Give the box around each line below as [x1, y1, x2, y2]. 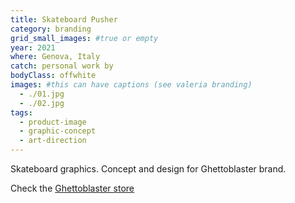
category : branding [10, 24, 92, 34]
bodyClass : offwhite [10, 71, 97, 81]
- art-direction [19, 136, 87, 146]
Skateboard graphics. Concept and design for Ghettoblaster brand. [10, 163, 287, 175]
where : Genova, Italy [10, 52, 101, 62]
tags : [10, 107, 33, 118]
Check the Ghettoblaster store [10, 182, 135, 194]
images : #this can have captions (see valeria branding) [10, 80, 253, 90]
